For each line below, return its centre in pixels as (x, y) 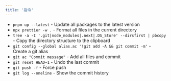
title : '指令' (20, 10)
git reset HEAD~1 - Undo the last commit (56, 62)
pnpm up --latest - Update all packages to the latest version (76, 24)
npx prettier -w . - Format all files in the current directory (75, 30)
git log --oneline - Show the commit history (60, 73)
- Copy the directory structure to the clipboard (62, 40)
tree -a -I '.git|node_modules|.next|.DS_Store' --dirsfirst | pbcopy (89, 35)
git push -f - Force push (39, 67)
